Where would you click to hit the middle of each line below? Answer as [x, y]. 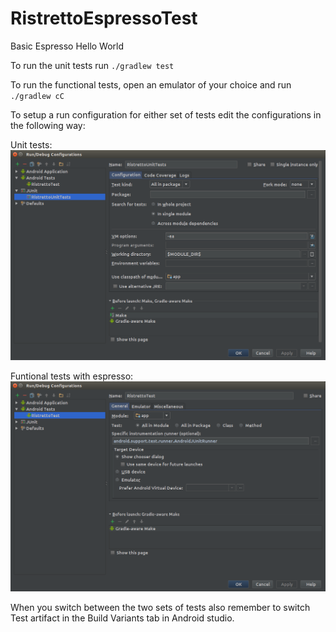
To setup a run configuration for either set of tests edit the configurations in [166, 114]
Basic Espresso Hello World [67, 46]
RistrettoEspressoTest [104, 18]
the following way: [48, 125]
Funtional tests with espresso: [72, 376]
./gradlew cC [37, 96]
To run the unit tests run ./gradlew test [92, 65]
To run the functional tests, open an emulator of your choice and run [151, 84]
